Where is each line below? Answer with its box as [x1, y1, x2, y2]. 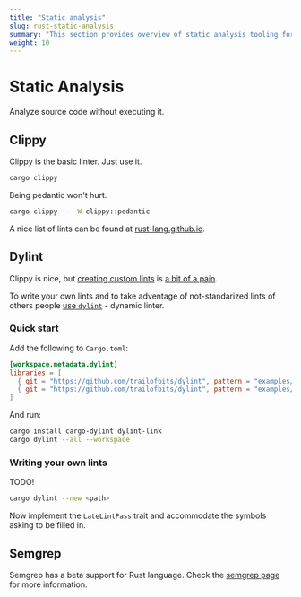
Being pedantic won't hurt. [9, 189, 107, 200]
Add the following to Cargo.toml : [9, 342, 128, 353]
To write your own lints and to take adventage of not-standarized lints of [9, 290, 276, 301]
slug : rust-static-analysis [9, 22, 115, 30]
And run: [9, 410, 42, 420]
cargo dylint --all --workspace [9, 436, 130, 445]
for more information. [9, 579, 88, 590]
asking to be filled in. [9, 520, 87, 531]
